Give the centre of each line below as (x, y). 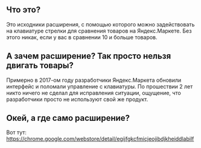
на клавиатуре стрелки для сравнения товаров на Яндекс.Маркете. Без (99, 31)
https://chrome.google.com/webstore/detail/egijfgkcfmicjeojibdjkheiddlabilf (100, 139)
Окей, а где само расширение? (68, 118)
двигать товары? (40, 66)
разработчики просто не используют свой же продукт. (77, 99)
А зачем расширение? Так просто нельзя (89, 56)
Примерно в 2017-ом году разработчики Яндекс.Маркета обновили (94, 80)
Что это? (24, 10)
